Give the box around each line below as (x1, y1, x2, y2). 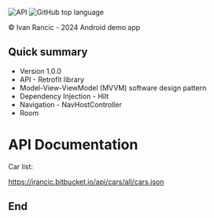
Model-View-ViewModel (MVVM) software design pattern (19, 83, 207, 92)
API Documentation (8, 136, 138, 153)
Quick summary (8, 46, 88, 59)
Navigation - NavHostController (19, 99, 122, 109)
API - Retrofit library (19, 75, 85, 84)
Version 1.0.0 (19, 66, 61, 76)
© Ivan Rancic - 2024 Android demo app (8, 23, 141, 31)
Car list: (8, 161, 34, 171)
